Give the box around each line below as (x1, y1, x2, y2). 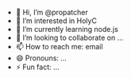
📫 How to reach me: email (15, 42, 103, 51)
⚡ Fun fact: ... (15, 62, 60, 72)
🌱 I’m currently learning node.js (15, 25, 119, 33)
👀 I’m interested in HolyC (15, 16, 98, 25)
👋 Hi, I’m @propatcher (15, 8, 89, 17)
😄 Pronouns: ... (15, 53, 67, 63)
